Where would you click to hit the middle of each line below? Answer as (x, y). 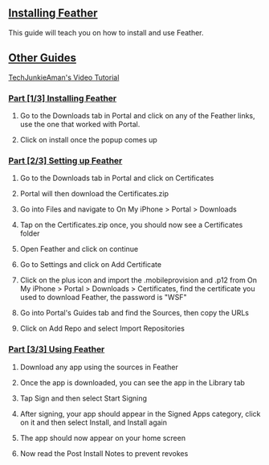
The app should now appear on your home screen (103, 438)
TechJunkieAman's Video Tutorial (64, 77)
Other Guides (43, 58)
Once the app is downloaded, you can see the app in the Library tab (132, 382)
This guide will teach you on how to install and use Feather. (106, 32)
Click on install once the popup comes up (89, 139)
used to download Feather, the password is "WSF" (103, 298)
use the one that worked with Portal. (80, 124)
